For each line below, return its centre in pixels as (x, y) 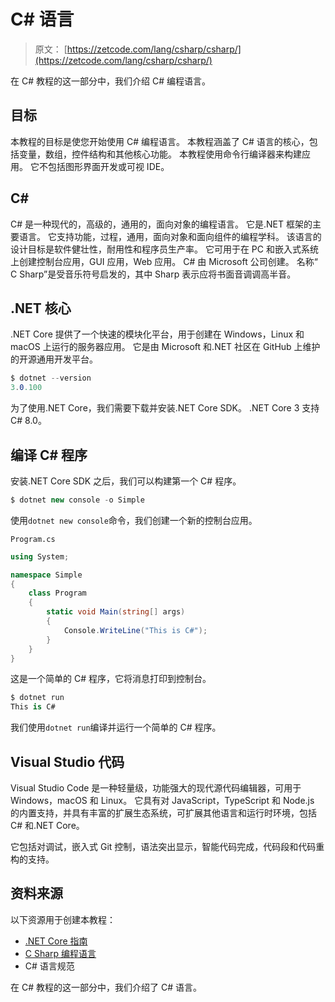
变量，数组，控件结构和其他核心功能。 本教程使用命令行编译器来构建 (160, 154)
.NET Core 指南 (56, 941)
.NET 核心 (41, 308)
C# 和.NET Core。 (47, 825)
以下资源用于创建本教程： (63, 919)
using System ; (40, 556)
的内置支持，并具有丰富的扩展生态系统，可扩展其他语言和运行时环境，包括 (163, 813)
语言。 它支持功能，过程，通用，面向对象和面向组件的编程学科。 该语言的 (170, 236)
